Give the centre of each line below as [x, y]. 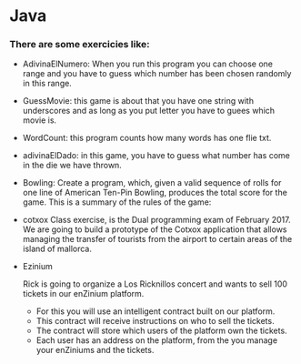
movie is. [40, 120]
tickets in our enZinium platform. [83, 294]
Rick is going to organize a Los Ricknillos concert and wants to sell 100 [155, 284]
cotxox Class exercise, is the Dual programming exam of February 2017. [156, 220]
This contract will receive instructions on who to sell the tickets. [155, 321]
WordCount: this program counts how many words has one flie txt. [147, 138]
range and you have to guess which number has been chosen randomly [157, 74]
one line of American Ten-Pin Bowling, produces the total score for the [155, 193]
